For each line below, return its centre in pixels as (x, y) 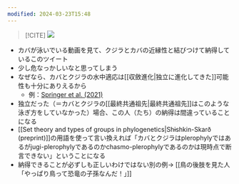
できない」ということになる (65, 155)
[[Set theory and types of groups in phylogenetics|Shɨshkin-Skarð (115, 129)
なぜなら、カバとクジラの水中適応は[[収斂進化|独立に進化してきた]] (117, 76)
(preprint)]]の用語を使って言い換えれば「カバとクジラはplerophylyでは (121, 138)
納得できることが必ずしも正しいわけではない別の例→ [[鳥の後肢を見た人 (124, 164)
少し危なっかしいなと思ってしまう (68, 68)
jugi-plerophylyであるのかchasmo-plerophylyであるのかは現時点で (128, 146)
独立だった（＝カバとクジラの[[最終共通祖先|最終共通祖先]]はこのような (123, 103)
